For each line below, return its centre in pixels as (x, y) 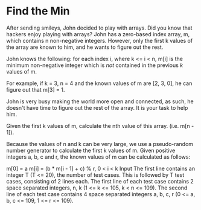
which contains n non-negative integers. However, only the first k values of (100, 40)
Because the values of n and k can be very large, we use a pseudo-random (100, 144)
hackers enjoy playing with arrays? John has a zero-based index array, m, (98, 34)
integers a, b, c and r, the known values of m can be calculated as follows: (98, 157)
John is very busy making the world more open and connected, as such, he (100, 101)
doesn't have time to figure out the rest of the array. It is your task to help (97, 107)
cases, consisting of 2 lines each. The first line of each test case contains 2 (100, 181)
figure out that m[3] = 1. (36, 89)
